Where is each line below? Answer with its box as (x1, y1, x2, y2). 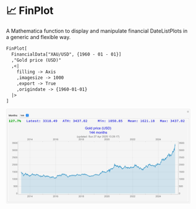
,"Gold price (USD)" (11, 57, 61, 63)
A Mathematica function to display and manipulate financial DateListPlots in (6, 27, 188, 34)
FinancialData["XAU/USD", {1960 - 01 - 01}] (11, 51, 122, 57)
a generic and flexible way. (6, 33, 71, 40)
